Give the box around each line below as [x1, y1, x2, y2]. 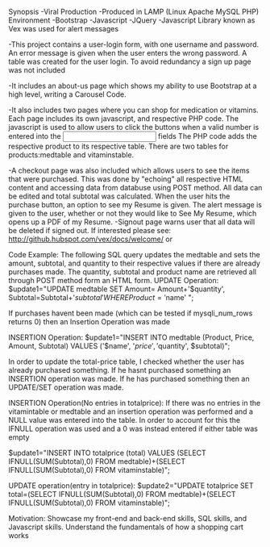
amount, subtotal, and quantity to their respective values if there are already [8, 258, 260, 268]
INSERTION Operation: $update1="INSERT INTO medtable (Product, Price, [8, 332, 255, 342]
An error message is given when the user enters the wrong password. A [8, 48, 247, 57]
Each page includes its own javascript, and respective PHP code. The [8, 114, 239, 123]
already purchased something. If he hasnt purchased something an [8, 365, 231, 374]
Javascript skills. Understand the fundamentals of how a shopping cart [8, 522, 244, 532]
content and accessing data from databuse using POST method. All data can [8, 183, 263, 192]
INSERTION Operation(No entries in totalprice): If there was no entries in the [8, 399, 261, 407]
